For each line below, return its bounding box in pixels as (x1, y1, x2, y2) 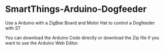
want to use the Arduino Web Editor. (5, 40, 79, 46)
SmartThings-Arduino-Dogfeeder (5, 3, 147, 15)
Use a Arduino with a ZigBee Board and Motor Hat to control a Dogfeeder (5, 20, 155, 26)
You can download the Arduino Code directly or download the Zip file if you (5, 35, 160, 41)
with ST (5, 25, 21, 31)
